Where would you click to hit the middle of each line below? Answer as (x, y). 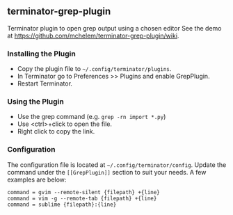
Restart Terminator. (45, 83)
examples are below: (37, 180)
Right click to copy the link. (56, 132)
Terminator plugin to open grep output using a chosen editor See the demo (114, 28)
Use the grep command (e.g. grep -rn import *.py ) (91, 117)
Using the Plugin (35, 102)
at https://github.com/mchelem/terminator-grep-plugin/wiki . (93, 35)
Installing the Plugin (42, 54)
